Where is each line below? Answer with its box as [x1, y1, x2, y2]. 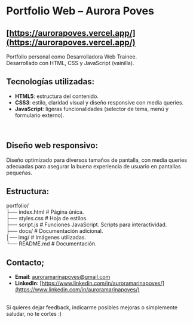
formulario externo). [14, 112, 65, 119]
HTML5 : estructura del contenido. [14, 93, 99, 100]
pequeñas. [6, 169, 33, 176]
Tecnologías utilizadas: [6, 76, 94, 87]
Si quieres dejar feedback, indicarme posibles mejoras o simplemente [6, 304, 178, 311]
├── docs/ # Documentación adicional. [6, 227, 103, 235]
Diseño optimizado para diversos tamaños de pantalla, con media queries [6, 156, 187, 164]
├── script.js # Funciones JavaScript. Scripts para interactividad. [6, 221, 167, 228]
